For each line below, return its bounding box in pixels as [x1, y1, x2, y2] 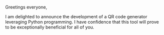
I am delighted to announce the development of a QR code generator [5, 14, 147, 19]
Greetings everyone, [5, 4, 48, 10]
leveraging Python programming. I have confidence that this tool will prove [5, 19, 159, 25]
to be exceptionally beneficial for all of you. [5, 24, 94, 30]
